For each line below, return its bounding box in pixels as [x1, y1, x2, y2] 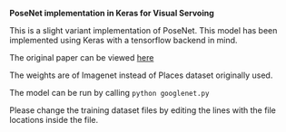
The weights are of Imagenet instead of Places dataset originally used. [9, 70, 273, 80]
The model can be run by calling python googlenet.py [9, 88, 210, 98]
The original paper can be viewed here [9, 52, 154, 62]
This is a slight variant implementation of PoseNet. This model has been [9, 25, 278, 35]
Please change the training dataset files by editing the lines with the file [9, 105, 277, 116]
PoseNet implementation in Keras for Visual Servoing [9, 8, 215, 18]
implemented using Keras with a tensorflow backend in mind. [9, 35, 238, 45]
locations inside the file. [9, 115, 98, 125]
